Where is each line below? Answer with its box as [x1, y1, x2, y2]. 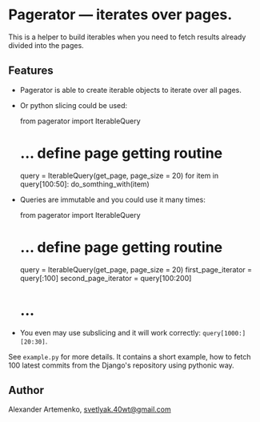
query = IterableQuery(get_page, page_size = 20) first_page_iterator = [19, 264, 253, 274]
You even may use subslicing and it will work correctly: [19, 328, 202, 337]
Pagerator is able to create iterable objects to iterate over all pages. [19, 85, 242, 94]
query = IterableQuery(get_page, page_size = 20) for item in [19, 171, 219, 180]
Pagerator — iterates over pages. [8, 6, 233, 24]
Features [8, 64, 54, 78]
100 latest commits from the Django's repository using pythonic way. [8, 360, 234, 370]
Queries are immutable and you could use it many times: [19, 195, 206, 204]
